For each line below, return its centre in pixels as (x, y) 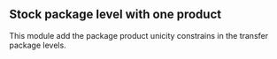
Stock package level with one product (115, 15)
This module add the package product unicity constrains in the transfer (138, 35)
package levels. (38, 45)
